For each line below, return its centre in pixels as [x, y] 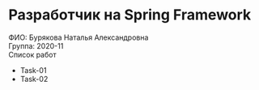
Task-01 [33, 70]
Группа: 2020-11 [36, 45]
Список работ [32, 54]
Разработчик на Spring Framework [130, 15]
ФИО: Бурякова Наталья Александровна [79, 37]
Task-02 [34, 79]
